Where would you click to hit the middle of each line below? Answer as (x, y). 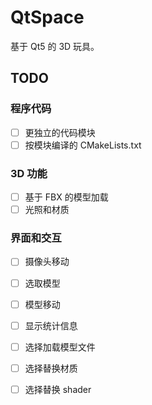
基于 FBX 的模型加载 (66, 197)
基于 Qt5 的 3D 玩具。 (55, 46)
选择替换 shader (58, 389)
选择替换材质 (51, 368)
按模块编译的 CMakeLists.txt (83, 145)
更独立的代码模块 (60, 132)
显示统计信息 (51, 325)
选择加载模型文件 (60, 347)
